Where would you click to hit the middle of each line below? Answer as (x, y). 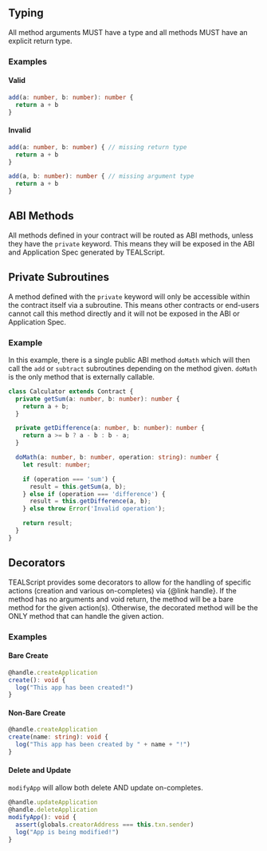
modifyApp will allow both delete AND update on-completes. (106, 788)
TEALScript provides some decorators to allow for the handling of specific (130, 582)
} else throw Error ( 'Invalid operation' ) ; (94, 509)
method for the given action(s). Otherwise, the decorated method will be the (133, 607)
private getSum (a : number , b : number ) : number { (98, 399)
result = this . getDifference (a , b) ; (90, 502)
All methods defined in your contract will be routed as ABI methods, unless (131, 235)
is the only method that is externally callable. (82, 376)
